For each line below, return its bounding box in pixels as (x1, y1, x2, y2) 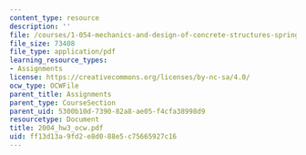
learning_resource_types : (9, 56, 107, 65)
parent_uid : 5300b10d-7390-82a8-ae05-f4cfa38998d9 (9, 107, 206, 116)
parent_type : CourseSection (9, 98, 117, 108)
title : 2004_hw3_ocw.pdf (9, 124, 104, 133)
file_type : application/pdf (9, 47, 117, 57)
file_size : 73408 (9, 38, 76, 48)
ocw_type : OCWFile (9, 81, 79, 90)
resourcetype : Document (9, 115, 100, 124)
